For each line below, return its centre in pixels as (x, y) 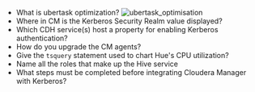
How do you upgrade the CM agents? (79, 47)
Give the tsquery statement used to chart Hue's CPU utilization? (122, 55)
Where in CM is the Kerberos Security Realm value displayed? (119, 21)
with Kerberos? (41, 81)
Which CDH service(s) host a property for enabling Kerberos (117, 29)
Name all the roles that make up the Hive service (97, 64)
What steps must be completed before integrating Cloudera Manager (131, 72)
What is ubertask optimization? (68, 13)
